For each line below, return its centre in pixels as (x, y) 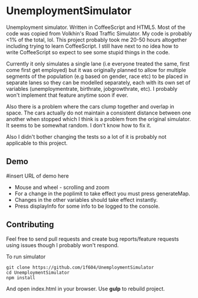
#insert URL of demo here (37, 176)
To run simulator (26, 256)
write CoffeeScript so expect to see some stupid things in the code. (88, 52)
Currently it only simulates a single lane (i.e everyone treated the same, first (98, 64)
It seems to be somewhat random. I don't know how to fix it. (79, 125)
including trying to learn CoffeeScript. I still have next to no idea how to (92, 46)
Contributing (30, 225)
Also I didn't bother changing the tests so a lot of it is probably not (86, 136)
